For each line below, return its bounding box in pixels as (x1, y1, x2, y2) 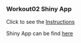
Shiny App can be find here (6, 30, 73, 37)
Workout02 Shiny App (6, 5, 72, 13)
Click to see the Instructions (6, 19, 75, 26)
